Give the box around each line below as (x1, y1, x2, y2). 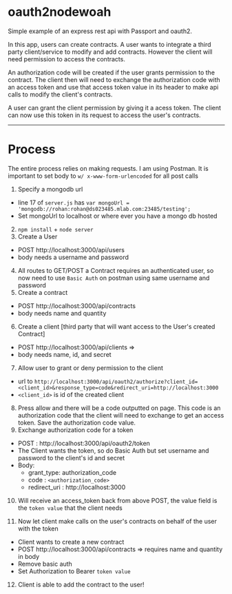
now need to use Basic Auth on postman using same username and (17, 274, 210, 282)
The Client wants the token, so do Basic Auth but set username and (17, 446, 209, 455)
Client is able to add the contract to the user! (17, 580, 145, 588)
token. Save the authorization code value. (17, 418, 136, 427)
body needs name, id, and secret (17, 350, 112, 358)
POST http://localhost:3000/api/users (17, 245, 125, 254)
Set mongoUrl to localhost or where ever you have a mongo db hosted (17, 212, 218, 220)
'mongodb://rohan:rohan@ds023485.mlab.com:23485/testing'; (17, 205, 191, 212)
